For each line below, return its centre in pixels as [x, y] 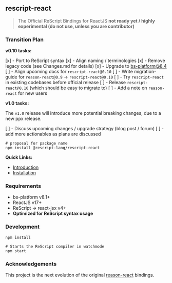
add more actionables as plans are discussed [53, 134]
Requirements [23, 186]
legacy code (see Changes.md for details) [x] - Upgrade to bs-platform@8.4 [86, 66]
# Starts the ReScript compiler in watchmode [55, 246]
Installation [24, 173]
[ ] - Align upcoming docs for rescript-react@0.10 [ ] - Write [69, 72]
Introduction [26, 167]
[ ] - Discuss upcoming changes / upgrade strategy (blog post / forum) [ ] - [85, 129]
